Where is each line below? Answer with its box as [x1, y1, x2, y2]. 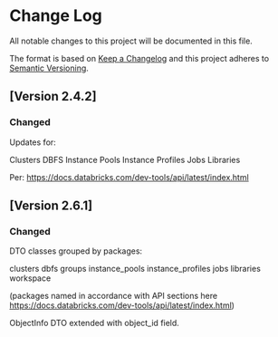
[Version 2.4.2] [9, 89, 97, 104]
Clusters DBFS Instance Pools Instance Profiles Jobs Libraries [9, 154, 241, 165]
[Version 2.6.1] [9, 198, 93, 214]
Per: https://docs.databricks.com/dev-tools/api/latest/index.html [9, 171, 249, 182]
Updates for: [9, 137, 56, 148]
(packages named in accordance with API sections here [9, 291, 218, 302]
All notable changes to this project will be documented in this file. [9, 35, 254, 46]
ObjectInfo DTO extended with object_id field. [9, 318, 179, 329]
